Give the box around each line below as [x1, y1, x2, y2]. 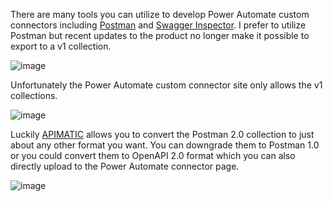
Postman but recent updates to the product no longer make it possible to [10, 30, 310, 41]
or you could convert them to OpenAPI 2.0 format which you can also [10, 150, 296, 161]
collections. [10, 90, 58, 101]
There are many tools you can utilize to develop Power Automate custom [10, 9, 310, 20]
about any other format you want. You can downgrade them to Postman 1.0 [10, 139, 320, 151]
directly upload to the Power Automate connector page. [10, 160, 240, 172]
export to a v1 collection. [10, 40, 112, 52]
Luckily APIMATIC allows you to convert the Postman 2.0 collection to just [10, 129, 315, 140]
